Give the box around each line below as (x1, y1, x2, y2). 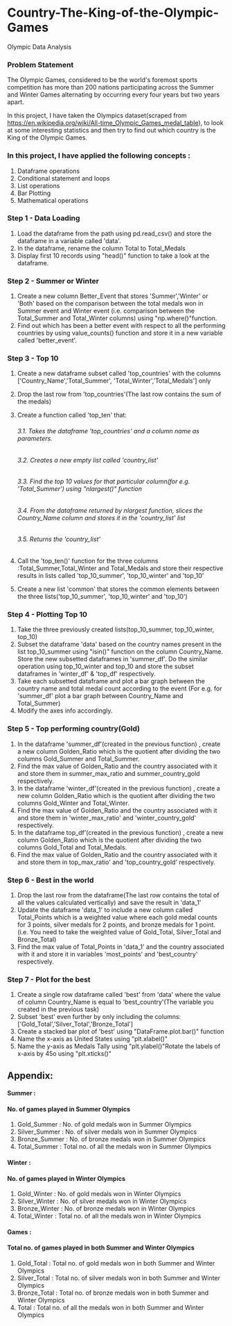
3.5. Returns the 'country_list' (17, 535, 101, 543)
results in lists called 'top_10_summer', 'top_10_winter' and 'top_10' (17, 572, 204, 580)
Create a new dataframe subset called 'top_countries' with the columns (17, 370, 222, 378)
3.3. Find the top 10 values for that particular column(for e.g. (17, 477, 190, 486)
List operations (17, 181, 60, 190)
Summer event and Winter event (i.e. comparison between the (17, 307, 195, 315)
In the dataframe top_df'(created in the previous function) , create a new (17, 828, 224, 836)
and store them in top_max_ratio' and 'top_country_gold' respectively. (17, 858, 216, 866)
